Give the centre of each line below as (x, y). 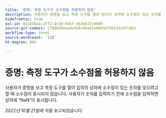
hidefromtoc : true (24, 19)
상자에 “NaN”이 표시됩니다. (31, 100)
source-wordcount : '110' (31, 38)
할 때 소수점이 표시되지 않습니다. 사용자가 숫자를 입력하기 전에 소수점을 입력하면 (82, 94)
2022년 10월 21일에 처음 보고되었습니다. (44, 111)
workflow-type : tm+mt (28, 33)
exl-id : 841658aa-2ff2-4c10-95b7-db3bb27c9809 (54, 24)
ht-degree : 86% (21, 42)
